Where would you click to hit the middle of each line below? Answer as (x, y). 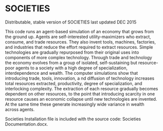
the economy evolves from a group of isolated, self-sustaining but (71, 63)
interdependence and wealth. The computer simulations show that (72, 73)
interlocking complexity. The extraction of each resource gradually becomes (81, 88)
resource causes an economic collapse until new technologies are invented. (81, 99)
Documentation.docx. (27, 124)
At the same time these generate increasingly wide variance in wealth (75, 104)
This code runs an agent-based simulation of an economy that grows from (80, 31)
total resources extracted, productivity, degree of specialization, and (74, 83)
